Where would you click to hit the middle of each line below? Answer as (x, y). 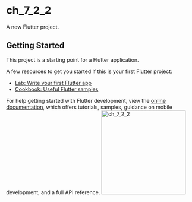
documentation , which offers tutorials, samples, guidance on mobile (89, 107)
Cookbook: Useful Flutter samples (56, 89)
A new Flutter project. (33, 27)
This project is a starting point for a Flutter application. (73, 59)
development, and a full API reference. (53, 192)
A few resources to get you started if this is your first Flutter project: (89, 71)
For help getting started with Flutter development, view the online (86, 100)
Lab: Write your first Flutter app (53, 83)
